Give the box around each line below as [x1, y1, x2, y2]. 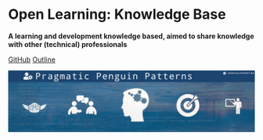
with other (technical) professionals [8, 39, 128, 48]
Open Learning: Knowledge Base [8, 5, 226, 23]
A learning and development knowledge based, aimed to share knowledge [8, 31, 254, 41]
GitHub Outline [8, 55, 56, 64]
